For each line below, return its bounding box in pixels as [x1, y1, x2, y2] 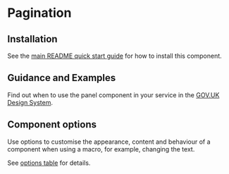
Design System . [7, 98, 53, 106]
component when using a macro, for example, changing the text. [7, 144, 195, 153]
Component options [7, 118, 97, 131]
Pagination [7, 5, 72, 21]
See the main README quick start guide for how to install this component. [7, 51, 222, 60]
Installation [7, 33, 58, 45]
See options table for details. [7, 159, 91, 167]
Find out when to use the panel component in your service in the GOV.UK [7, 90, 220, 99]
